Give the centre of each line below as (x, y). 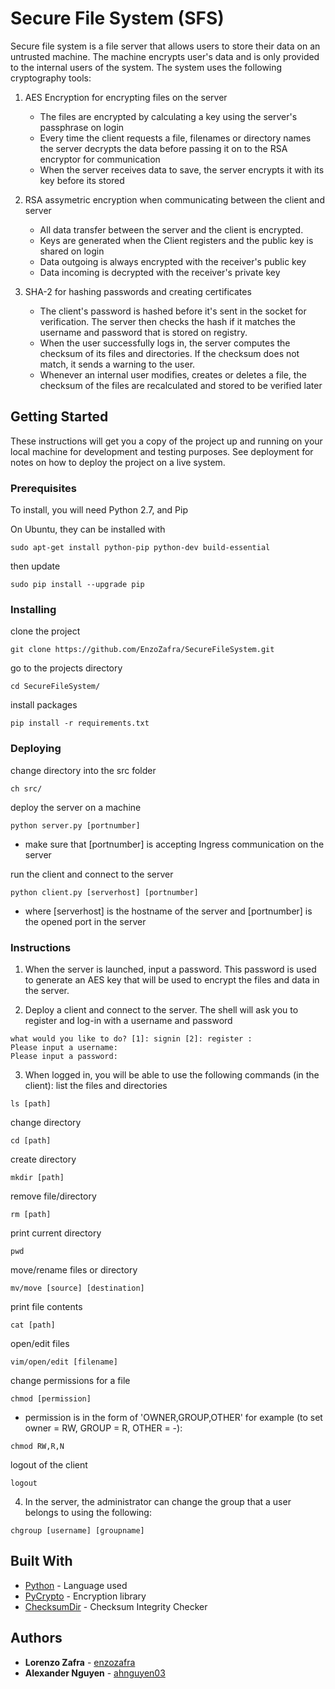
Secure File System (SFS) (117, 18)
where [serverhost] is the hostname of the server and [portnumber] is (168, 911)
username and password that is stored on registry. (143, 332)
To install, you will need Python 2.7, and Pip (99, 510)
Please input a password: (64, 1056)
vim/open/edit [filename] (64, 1362)
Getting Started (59, 417)
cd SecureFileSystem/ (55, 687)
